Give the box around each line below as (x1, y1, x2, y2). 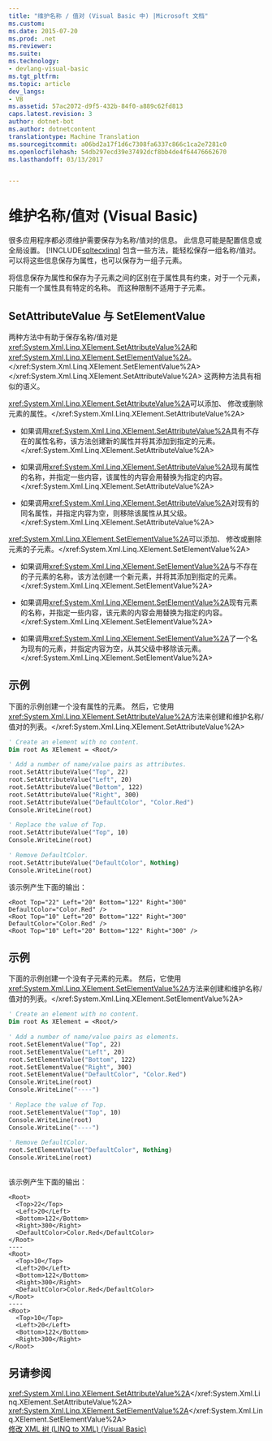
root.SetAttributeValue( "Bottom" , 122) (8, 783, 144, 792)
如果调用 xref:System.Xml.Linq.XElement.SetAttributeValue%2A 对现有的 (19, 498, 260, 507)
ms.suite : (8, 50, 42, 58)
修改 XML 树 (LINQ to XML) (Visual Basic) (8, 1424, 147, 1434)
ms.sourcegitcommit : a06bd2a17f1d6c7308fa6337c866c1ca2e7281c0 (8, 140, 227, 149)
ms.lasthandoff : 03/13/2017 (8, 155, 104, 163)
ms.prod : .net (8, 34, 57, 43)
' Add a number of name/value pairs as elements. (8, 1033, 180, 1041)
